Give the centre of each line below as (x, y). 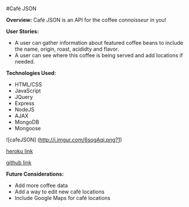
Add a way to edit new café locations (59, 192)
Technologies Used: (31, 73)
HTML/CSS (28, 84)
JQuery (24, 97)
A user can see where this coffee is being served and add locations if (99, 55)
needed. (25, 62)
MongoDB (27, 122)
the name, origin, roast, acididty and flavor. (67, 49)
